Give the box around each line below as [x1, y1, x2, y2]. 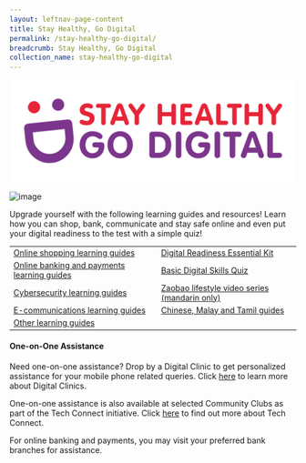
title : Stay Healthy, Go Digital [9, 24, 137, 34]
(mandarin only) [160, 292, 221, 303]
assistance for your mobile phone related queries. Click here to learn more [9, 370, 289, 381]
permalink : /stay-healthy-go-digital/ [9, 34, 157, 43]
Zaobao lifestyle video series [160, 282, 270, 293]
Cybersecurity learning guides [13, 287, 127, 298]
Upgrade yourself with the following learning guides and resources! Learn [9, 209, 287, 220]
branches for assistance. [9, 444, 103, 455]
